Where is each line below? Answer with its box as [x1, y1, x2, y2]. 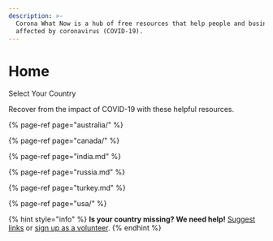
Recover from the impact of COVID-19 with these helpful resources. [8, 105, 235, 114]
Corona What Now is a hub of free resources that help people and [15, 19, 245, 28]
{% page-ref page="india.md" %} [8, 152, 122, 161]
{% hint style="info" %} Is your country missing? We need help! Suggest [8, 214, 256, 224]
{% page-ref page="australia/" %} [8, 120, 123, 130]
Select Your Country [8, 88, 76, 98]
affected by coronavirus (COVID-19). [15, 27, 144, 35]
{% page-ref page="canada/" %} [8, 136, 120, 146]
